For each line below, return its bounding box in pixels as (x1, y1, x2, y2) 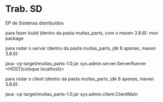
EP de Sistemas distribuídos (5, 20, 64, 26)
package (5, 35, 24, 41)
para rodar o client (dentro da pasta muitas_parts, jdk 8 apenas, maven (5, 75, 154, 82)
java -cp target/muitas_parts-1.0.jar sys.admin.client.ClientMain (5, 91, 138, 97)
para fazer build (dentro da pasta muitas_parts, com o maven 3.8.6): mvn (5, 30, 158, 36)
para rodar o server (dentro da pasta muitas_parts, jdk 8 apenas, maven (5, 45, 156, 51)
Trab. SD (5, 3, 42, 15)
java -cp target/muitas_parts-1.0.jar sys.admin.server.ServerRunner (5, 60, 147, 66)
